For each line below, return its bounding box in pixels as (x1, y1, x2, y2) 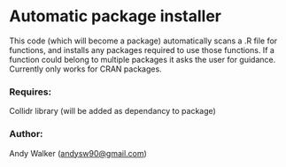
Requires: (9, 86, 51, 98)
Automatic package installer (9, 6, 222, 27)
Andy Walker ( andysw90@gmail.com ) (9, 148, 148, 158)
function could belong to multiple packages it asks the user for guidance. (9, 54, 276, 65)
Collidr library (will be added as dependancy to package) (9, 106, 217, 117)
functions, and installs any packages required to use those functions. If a (9, 44, 274, 55)
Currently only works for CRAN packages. (9, 64, 162, 74)
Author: (9, 128, 43, 140)
